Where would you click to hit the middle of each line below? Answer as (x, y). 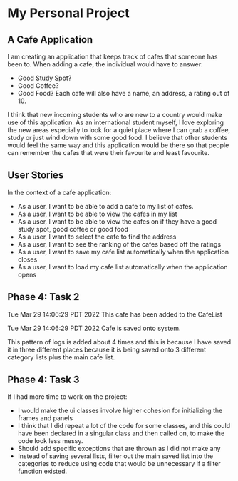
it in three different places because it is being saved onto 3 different (107, 349)
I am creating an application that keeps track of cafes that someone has (113, 56)
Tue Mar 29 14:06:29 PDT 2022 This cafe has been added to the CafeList (115, 314)
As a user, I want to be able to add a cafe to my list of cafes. (105, 206)
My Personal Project (68, 13)
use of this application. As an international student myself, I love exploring (116, 122)
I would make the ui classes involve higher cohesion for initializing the (120, 411)
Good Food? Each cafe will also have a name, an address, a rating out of (124, 93)
